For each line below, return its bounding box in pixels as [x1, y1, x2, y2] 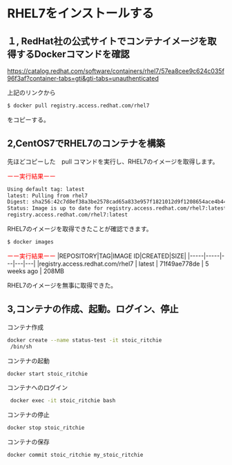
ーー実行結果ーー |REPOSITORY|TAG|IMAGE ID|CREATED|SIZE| [7, 252, 186, 260]
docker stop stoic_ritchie [7, 424, 85, 431]
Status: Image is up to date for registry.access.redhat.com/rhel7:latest [7, 205, 227, 212]
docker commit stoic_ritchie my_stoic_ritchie [7, 452, 144, 459]
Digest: [7, 199, 30, 206]
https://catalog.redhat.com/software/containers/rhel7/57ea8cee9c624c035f [7, 67, 224, 75]
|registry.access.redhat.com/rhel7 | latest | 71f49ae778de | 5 [37, 259, 209, 268]
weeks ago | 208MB [7, 266, 64, 275]
